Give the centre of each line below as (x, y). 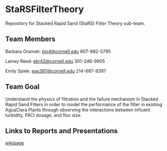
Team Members (30, 39)
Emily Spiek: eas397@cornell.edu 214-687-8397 (56, 71)
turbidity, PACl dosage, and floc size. (43, 115)
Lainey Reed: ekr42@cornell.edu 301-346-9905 (55, 61)
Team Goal (22, 87)
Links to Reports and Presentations (62, 131)
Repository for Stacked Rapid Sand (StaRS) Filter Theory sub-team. (75, 23)
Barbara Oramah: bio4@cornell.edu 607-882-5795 (58, 51)
